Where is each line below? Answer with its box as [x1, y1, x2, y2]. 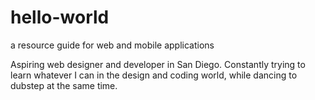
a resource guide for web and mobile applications [10, 39, 215, 51]
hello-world [10, 6, 110, 29]
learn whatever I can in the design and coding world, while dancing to [10, 69, 298, 81]
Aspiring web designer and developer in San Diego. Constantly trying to [10, 58, 306, 70]
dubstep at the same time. [10, 79, 118, 91]
